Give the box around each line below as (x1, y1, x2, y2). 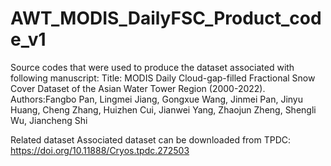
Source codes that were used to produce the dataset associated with (10, 61, 295, 73)
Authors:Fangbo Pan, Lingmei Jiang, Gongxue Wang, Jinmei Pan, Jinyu (10, 93, 304, 105)
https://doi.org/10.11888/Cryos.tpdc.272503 (10, 144, 190, 156)
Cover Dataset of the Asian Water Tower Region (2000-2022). (10, 82, 266, 94)
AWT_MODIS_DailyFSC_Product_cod (10, 7, 322, 30)
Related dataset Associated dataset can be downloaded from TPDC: (10, 133, 292, 146)
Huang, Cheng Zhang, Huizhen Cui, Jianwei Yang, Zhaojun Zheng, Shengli (10, 103, 317, 116)
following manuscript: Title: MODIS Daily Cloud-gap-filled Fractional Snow (10, 72, 316, 84)
